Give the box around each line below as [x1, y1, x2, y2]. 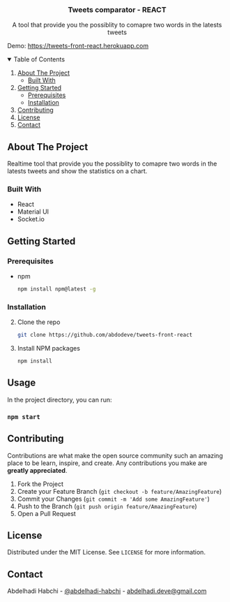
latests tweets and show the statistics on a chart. [7, 167, 148, 175]
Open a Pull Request [17, 509, 77, 517]
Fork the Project [17, 480, 64, 488]
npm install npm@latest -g [17, 286, 96, 293]
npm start [7, 413, 40, 420]
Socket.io [17, 215, 45, 223]
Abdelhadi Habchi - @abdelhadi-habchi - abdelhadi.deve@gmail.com [7, 587, 207, 595]
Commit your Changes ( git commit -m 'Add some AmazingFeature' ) [17, 494, 210, 503]
